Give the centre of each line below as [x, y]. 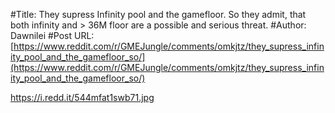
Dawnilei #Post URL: [52, 35]
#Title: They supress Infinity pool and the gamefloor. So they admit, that [158, 14]
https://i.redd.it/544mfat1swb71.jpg [82, 97]
